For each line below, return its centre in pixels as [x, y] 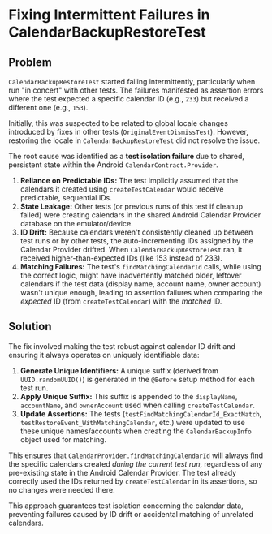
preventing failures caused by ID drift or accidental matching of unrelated [131, 514]
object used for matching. [63, 439]
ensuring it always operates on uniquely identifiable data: [104, 355]
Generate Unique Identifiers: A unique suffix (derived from [119, 370]
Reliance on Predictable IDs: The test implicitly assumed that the [129, 181]
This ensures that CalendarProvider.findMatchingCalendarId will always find [136, 455]
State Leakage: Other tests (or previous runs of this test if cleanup [132, 206]
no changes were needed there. [62, 489]
